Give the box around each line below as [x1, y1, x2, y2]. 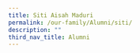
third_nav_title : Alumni [8, 33, 90, 41]
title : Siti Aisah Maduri [8, 11, 93, 19]
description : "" [8, 26, 62, 34]
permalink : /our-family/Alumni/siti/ [8, 19, 133, 26]
